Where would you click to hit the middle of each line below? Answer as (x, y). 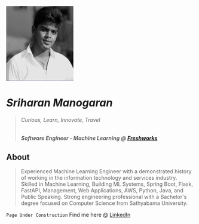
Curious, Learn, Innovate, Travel (60, 119)
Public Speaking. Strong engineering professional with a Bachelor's (104, 197)
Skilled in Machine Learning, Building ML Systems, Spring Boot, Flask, (107, 184)
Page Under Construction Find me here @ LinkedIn (68, 215)
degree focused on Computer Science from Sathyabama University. (104, 203)
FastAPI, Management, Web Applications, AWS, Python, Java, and (102, 191)
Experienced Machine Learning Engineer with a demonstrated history (106, 171)
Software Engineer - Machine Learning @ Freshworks (89, 138)
